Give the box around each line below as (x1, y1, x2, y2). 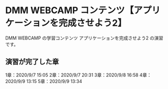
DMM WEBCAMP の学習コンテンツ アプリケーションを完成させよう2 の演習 (5, 35, 163, 41)
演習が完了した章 (5, 58, 59, 66)
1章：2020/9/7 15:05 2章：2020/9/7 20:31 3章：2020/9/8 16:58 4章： (5, 72, 152, 78)
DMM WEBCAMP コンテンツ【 (5, 5, 134, 16)
